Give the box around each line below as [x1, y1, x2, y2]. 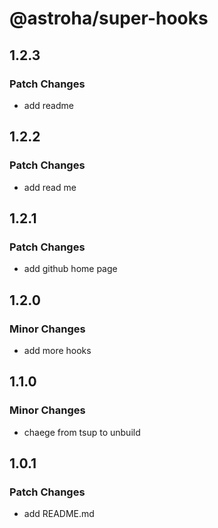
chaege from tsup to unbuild [23, 426, 141, 438]
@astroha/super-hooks [9, 7, 209, 30]
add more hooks [23, 344, 92, 356]
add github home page [23, 263, 118, 275]
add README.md [23, 508, 95, 520]
